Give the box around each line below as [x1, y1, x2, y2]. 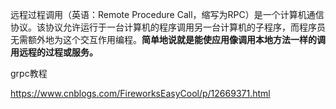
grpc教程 [10, 68, 48, 79]
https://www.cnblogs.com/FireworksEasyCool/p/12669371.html [10, 88, 271, 99]
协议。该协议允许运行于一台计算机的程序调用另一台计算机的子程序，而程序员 [10, 21, 326, 33]
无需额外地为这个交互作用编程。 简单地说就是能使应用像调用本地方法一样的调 [10, 34, 326, 45]
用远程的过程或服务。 [10, 46, 98, 58]
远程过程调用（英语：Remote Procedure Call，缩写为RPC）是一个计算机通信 [10, 9, 325, 20]
